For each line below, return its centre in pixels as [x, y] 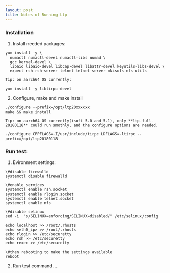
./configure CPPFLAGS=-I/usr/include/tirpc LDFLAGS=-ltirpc [70, 134]
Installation [20, 33]
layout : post [19, 10]
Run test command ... [35, 266]
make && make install [28, 112]
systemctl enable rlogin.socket [39, 194]
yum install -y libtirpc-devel [38, 89]
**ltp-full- [141, 121]
